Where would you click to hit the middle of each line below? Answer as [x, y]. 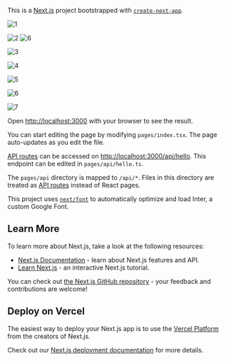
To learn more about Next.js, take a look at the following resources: [106, 246]
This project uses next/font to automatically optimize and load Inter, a [110, 199]
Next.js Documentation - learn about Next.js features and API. [108, 260]
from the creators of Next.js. [49, 336]
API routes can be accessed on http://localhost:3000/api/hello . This [107, 156]
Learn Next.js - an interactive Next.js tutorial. [83, 268]
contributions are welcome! [47, 289]
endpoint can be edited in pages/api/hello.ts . [76, 164]
